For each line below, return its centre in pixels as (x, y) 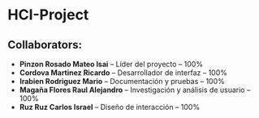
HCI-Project (48, 15)
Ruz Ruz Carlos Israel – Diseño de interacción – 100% (110, 107)
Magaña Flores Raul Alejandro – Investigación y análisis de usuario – (135, 90)
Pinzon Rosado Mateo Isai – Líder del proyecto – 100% (111, 64)
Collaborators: (45, 45)
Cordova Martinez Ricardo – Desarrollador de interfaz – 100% (123, 73)
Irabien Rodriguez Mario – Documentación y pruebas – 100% (122, 81)
